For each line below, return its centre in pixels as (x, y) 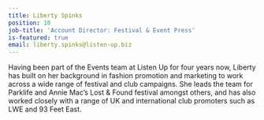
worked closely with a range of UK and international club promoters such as (132, 101)
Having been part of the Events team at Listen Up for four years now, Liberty (132, 67)
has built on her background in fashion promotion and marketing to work (126, 76)
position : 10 (30, 23)
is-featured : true (38, 37)
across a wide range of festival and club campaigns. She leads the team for (131, 84)
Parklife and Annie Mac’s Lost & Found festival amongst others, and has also (132, 92)
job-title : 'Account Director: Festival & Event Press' (102, 30)
